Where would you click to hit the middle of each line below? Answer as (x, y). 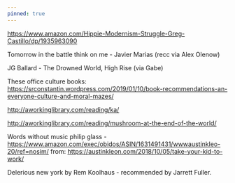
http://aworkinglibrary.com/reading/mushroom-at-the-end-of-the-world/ (112, 123)
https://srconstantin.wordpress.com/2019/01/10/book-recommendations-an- (117, 88)
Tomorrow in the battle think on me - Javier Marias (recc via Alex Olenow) (114, 54)
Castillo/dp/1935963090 (42, 41)
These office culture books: (47, 81)
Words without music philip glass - (57, 136)
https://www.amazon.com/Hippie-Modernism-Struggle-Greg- (96, 33)
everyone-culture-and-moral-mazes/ (60, 96)
